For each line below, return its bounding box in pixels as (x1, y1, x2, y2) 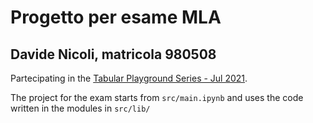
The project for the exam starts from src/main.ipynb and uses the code (10, 92, 304, 103)
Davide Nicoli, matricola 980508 (10, 46, 217, 63)
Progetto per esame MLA (10, 6, 222, 29)
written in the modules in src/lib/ (10, 102, 151, 114)
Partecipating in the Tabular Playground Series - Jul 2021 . (10, 72, 248, 84)
